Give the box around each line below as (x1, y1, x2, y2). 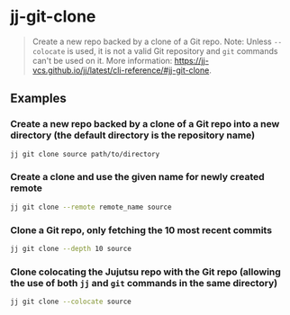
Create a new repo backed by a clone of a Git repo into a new (10, 118, 280, 130)
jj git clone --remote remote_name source (10, 202, 172, 211)
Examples (10, 91, 67, 106)
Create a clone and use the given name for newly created (10, 171, 265, 184)
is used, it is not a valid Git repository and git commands (67, 45, 278, 56)
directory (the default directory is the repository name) (10, 129, 256, 141)
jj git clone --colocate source (10, 297, 131, 307)
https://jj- (174, 55, 210, 66)
